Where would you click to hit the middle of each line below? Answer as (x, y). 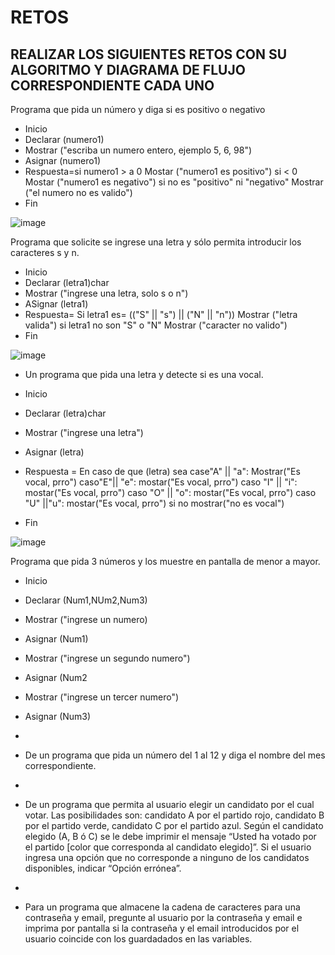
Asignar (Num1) (56, 639)
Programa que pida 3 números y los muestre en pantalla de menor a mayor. (165, 561)
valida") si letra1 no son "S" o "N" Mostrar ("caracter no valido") (156, 325)
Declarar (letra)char (65, 413)
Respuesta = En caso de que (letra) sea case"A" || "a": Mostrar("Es (162, 471)
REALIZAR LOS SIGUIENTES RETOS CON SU (149, 54)
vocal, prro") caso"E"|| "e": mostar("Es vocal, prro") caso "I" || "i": (161, 482)
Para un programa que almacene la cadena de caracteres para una (162, 907)
